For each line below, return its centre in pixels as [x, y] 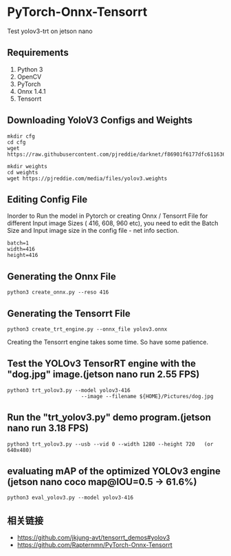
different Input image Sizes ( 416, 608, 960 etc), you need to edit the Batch [113, 223]
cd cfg [16, 142]
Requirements [38, 53]
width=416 [21, 249]
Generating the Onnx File [62, 276]
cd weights [23, 172]
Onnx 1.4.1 [31, 91]
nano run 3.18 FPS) [48, 428]
